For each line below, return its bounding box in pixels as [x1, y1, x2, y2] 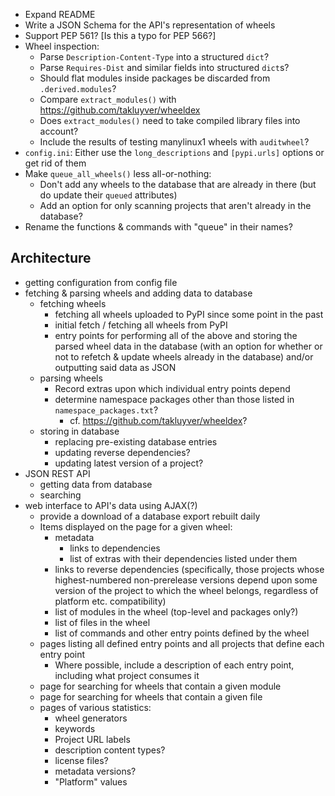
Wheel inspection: [24, 40, 100, 52]
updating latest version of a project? [54, 457, 204, 469]
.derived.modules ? [39, 83, 117, 94]
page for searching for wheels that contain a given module [39, 680, 282, 692]
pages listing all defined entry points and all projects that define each [39, 637, 325, 649]
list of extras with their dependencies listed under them [69, 552, 298, 564]
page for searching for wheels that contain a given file [39, 690, 263, 703]
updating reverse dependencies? [54, 446, 191, 458]
